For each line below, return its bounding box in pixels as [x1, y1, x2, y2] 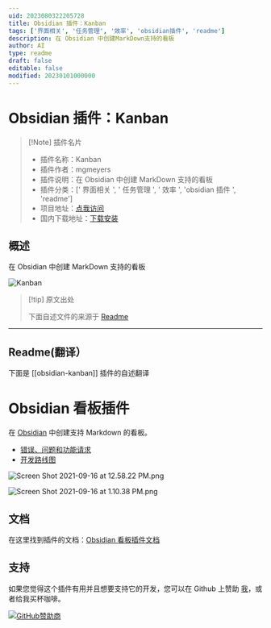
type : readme [8, 49, 52, 57]
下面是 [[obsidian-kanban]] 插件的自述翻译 [8, 368, 150, 378]
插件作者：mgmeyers [40, 164, 111, 174]
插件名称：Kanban [40, 154, 102, 164]
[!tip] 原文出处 [27, 295, 75, 305]
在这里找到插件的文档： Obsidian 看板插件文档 [8, 534, 161, 544]
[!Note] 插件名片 [27, 137, 82, 147]
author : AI [8, 42, 45, 50]
